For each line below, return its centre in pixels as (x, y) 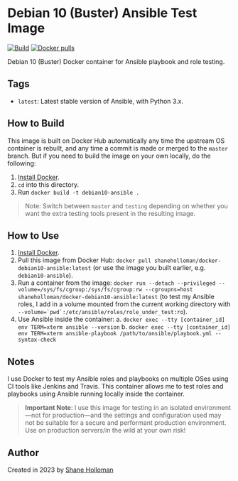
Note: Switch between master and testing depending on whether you (126, 206)
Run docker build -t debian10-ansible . (79, 192)
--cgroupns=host (169, 290)
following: (22, 163)
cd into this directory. (48, 184)
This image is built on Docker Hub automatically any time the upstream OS (116, 141)
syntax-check (37, 340)
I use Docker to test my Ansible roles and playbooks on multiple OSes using (118, 379)
